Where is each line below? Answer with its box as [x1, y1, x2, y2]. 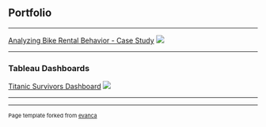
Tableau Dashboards [8, 62, 89, 73]
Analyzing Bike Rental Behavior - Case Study [8, 35, 154, 45]
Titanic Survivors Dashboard [8, 82, 101, 92]
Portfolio [8, 6, 52, 20]
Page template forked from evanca [8, 112, 97, 120]
